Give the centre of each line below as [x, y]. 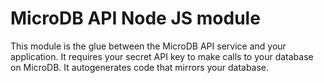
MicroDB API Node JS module [135, 18]
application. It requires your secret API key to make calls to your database [162, 56]
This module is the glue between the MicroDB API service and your [148, 46]
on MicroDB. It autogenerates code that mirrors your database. [140, 67]
